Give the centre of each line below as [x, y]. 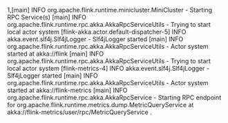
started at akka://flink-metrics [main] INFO [67, 90]
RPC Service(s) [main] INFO [47, 17]
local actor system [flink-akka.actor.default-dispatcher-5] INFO [97, 32]
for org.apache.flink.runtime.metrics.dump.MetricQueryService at [101, 105]
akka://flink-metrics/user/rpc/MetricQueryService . [79, 112]
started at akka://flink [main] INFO [56, 54]
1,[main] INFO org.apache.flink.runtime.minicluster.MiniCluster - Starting [110, 10]
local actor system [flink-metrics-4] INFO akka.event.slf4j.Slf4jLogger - [108, 68]
